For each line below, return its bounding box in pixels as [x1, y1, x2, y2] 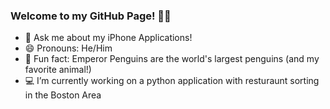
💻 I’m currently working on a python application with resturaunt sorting [24, 75, 320, 87]
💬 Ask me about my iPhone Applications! [24, 32, 193, 44]
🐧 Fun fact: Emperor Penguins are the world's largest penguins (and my [24, 53, 320, 65]
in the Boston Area [24, 89, 102, 101]
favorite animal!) [24, 64, 92, 76]
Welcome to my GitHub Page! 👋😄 [10, 9, 172, 23]
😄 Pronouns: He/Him [24, 42, 113, 54]
